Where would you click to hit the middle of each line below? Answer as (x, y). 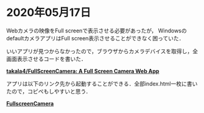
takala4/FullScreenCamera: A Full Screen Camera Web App (83, 71)
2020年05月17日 (49, 13)
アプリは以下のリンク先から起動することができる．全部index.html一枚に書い (102, 84)
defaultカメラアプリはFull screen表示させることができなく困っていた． (95, 38)
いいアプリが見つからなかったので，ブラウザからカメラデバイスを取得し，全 (102, 51)
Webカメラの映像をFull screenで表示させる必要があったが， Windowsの (97, 31)
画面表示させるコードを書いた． (46, 59)
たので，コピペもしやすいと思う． (49, 91)
